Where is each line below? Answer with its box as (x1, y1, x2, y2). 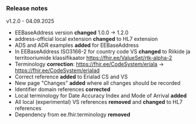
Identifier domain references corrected (14, 86, 111, 93)
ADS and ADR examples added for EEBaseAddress (14, 42, 139, 49)
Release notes (6, 4, 48, 12)
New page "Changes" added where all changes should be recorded (14, 80, 181, 87)
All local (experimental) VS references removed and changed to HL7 (14, 98, 183, 106)
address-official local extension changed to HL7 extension (14, 36, 158, 43)
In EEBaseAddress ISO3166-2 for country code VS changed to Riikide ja (14, 48, 191, 55)
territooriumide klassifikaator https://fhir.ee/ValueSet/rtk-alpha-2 (14, 55, 173, 62)
